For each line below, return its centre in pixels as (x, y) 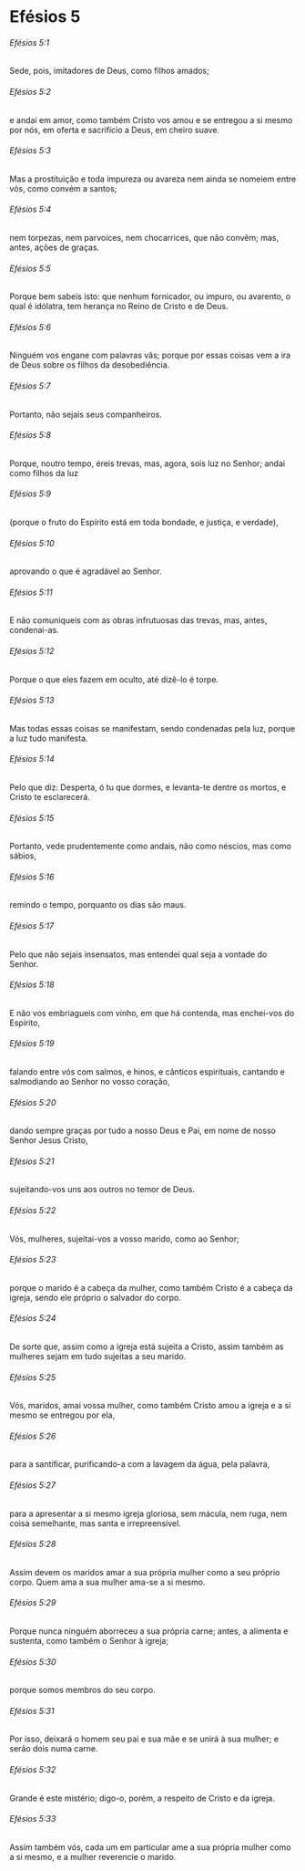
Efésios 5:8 (30, 435)
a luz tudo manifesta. (49, 738)
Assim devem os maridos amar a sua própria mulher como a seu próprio (145, 1572)
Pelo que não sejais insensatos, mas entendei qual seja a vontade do (138, 954)
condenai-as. (34, 630)
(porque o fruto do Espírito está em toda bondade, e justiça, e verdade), (144, 523)
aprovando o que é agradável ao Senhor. (86, 571)
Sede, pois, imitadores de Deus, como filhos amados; (109, 71)
